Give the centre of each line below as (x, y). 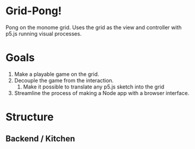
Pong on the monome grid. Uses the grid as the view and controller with (94, 27)
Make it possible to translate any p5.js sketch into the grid (94, 87)
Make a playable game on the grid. (56, 74)
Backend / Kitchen (40, 139)
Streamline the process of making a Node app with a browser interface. (102, 93)
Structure (30, 117)
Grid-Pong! (34, 11)
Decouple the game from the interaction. (64, 80)
